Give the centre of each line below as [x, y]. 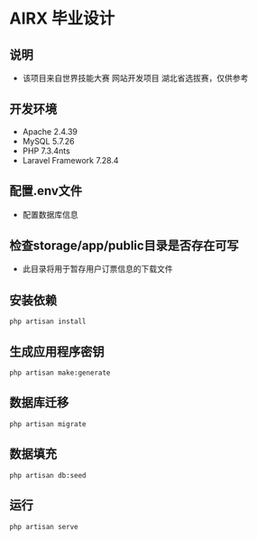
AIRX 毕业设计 [62, 19]
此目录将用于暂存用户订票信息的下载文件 [97, 269]
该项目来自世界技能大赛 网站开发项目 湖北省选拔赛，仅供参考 [135, 78]
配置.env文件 [46, 191]
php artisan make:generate [60, 373]
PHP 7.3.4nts [46, 151]
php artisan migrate [48, 424]
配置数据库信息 [50, 214]
